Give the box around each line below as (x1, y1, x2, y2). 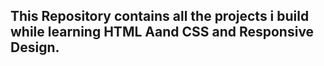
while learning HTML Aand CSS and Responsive (10, 24, 315, 41)
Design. (10, 39, 60, 56)
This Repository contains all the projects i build (10, 8, 310, 25)
